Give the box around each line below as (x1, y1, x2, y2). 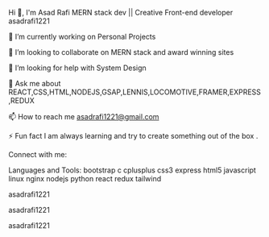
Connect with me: (8, 150, 67, 159)
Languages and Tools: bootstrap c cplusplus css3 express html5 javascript (8, 165, 256, 175)
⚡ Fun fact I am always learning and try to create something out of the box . (8, 131, 259, 140)
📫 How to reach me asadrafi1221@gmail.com (8, 112, 159, 121)
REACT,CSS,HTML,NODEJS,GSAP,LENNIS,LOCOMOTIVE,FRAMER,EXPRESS (8, 87, 262, 97)
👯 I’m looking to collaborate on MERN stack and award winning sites (8, 48, 234, 56)
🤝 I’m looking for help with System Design (8, 63, 147, 73)
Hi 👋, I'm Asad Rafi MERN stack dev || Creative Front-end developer (8, 8, 234, 17)
